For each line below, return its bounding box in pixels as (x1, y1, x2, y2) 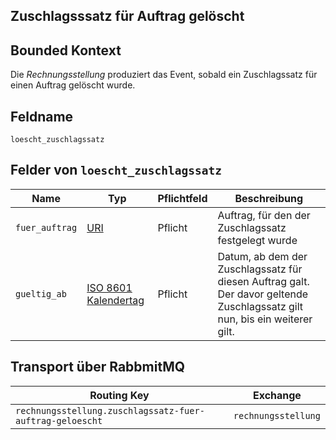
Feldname (10, 108, 74, 125)
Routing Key (89, 388, 150, 402)
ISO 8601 (86, 280, 133, 294)
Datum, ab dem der (217, 249, 308, 263)
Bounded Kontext (10, 42, 122, 59)
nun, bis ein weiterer (217, 312, 313, 326)
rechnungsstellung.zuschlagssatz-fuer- (15, 405, 205, 416)
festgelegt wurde (217, 233, 298, 247)
